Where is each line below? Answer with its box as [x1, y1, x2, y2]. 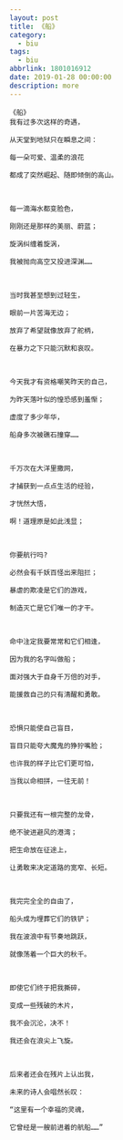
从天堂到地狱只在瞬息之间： [9, 135, 98, 144]
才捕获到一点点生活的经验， [9, 481, 98, 490]
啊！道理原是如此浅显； [9, 517, 85, 526]
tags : [9, 47, 30, 56]
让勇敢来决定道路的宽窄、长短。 [9, 863, 112, 872]
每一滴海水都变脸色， [9, 204, 77, 213]
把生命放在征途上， [9, 845, 71, 855]
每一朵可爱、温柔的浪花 [9, 152, 85, 162]
